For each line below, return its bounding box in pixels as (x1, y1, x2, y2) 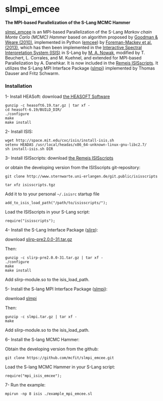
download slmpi (5, 296, 37, 302)
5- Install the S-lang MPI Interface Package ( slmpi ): (5, 286, 108, 292)
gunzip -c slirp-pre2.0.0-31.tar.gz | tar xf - (5, 255, 104, 260)
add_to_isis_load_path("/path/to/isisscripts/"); (5, 201, 108, 206)
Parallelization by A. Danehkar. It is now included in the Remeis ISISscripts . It (5, 60, 158, 66)
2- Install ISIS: (5, 129, 33, 134)
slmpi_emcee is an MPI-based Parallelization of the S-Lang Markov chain (5, 29, 152, 35)
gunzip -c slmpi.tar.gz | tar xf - (5, 314, 77, 320)
